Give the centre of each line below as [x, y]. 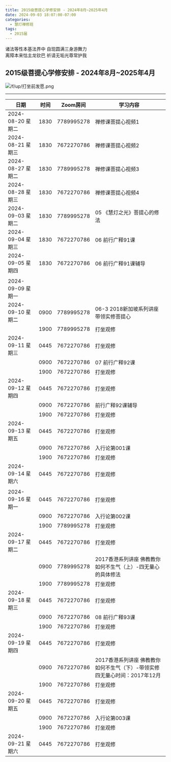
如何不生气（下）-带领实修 [127, 668]
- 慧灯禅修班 [22, 24]
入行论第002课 [113, 516]
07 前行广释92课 [115, 362]
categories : [18, 19]
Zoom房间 [73, 105]
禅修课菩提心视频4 [117, 193]
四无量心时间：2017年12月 [128, 675]
